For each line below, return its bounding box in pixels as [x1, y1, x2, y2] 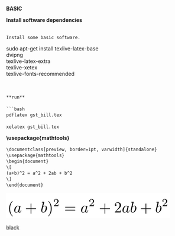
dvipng [6, 52, 24, 58]
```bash [6, 106, 25, 112]
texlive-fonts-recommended [6, 71, 75, 77]
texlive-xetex [6, 64, 38, 71]
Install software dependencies [6, 17, 83, 23]
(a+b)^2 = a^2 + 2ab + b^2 [6, 170, 73, 176]
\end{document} [6, 182, 44, 188]
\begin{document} [6, 158, 49, 164]
